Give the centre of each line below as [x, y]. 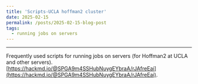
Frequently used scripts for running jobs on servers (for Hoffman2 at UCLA [97, 56]
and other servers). [29, 62]
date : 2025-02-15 [27, 17]
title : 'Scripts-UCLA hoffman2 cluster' [57, 12]
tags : [13, 28]
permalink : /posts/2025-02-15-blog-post [57, 22]
